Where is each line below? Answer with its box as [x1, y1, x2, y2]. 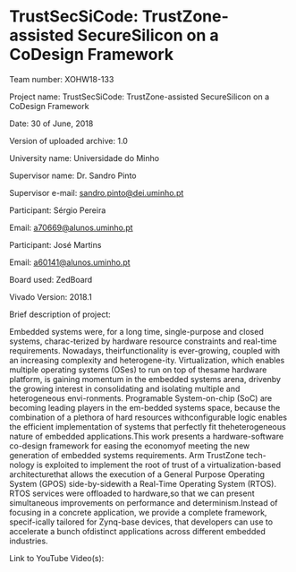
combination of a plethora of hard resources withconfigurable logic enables [9, 412, 288, 423]
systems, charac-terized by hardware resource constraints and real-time [9, 336, 277, 346]
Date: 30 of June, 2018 [9, 118, 94, 129]
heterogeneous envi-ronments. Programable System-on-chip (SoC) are [9, 392, 273, 404]
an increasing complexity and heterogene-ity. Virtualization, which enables [9, 354, 285, 365]
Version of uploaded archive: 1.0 [9, 135, 128, 146]
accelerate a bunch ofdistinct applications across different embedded [9, 525, 266, 536]
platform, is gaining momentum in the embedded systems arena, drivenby [9, 373, 282, 384]
